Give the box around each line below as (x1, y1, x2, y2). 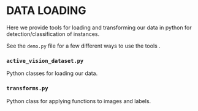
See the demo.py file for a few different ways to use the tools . (6, 42, 161, 49)
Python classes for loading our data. (6, 70, 98, 77)
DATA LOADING (6, 4, 86, 18)
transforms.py (6, 85, 48, 92)
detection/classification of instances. (6, 30, 100, 37)
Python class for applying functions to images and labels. (6, 97, 151, 104)
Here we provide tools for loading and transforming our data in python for (6, 24, 192, 31)
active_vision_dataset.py (6, 57, 84, 64)
